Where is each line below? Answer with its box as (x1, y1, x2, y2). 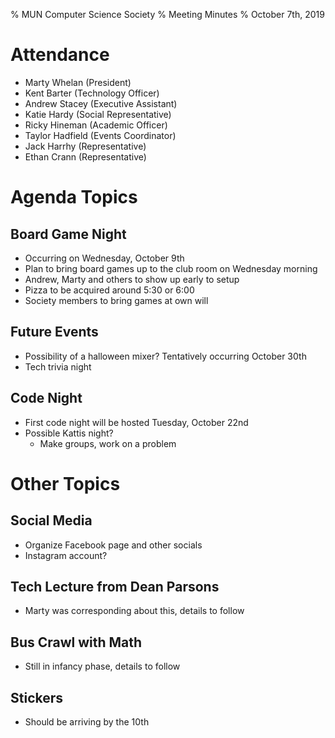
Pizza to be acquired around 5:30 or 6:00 (24, 284, 195, 296)
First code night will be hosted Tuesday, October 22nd (24, 416, 249, 428)
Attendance (10, 44, 110, 66)
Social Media (10, 512, 93, 529)
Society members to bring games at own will (24, 294, 209, 306)
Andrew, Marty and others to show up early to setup (24, 273, 240, 285)
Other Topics (10, 472, 121, 495)
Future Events (10, 324, 99, 341)
